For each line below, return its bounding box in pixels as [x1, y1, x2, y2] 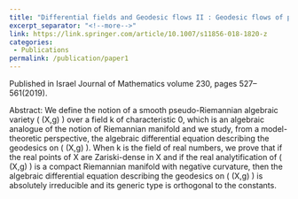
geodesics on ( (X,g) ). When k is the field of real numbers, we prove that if [9, 142, 283, 153]
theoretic [9, 134, 43, 143]
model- [261, 124, 288, 134]
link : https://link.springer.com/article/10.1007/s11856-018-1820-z [9, 29, 268, 38]
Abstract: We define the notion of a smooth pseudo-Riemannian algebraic [9, 105, 279, 115]
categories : [9, 37, 53, 47]
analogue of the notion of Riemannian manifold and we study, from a [9, 124, 260, 134]
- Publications [12, 46, 69, 55]
